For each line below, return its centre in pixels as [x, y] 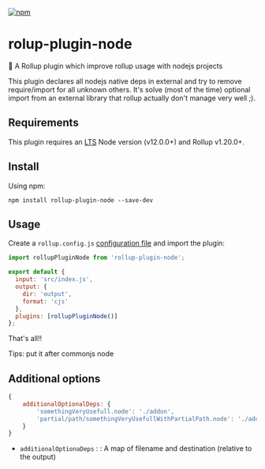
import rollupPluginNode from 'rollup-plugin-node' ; [97, 258]
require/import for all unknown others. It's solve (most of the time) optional [129, 89]
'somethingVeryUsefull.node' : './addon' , [106, 411]
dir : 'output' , [47, 294]
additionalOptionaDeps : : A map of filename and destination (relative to [136, 448]
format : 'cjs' [45, 301]
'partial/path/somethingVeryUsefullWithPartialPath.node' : [136, 418]
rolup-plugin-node [70, 44]
